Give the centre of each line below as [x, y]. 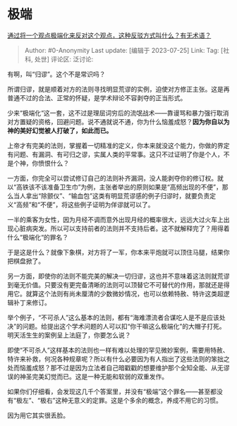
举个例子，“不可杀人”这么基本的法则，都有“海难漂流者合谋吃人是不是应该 [114, 317]
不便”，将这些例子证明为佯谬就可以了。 [97, 205]
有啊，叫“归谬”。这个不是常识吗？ [56, 74]
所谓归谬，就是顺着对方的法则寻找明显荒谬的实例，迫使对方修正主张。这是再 [119, 89]
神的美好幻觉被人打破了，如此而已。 [60, 130]
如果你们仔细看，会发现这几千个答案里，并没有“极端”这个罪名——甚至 [109, 391]
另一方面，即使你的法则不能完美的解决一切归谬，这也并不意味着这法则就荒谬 [119, 276]
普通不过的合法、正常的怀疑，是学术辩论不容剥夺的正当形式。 [97, 98]
